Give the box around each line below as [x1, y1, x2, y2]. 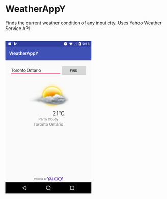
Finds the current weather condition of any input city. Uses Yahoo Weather [5, 20, 162, 26]
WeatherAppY [5, 3, 66, 15]
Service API [5, 25, 30, 31]
